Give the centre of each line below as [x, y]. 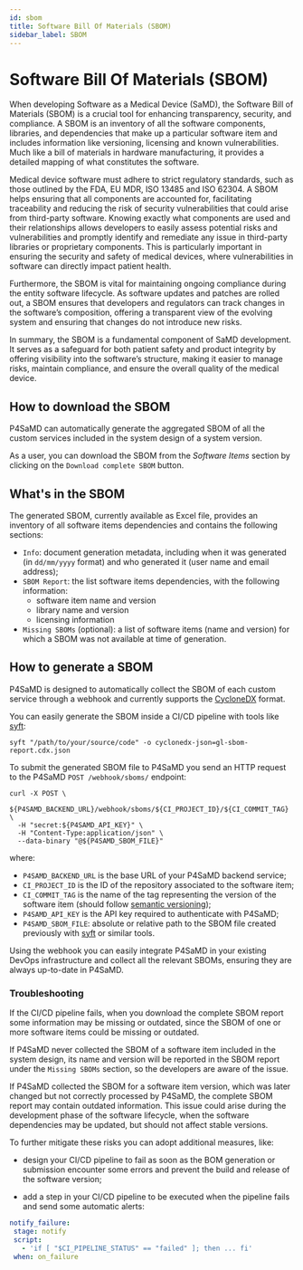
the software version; [62, 1179]
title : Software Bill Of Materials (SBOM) [90, 26]
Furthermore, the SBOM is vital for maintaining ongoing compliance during [148, 284]
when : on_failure [46, 1256]
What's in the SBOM [67, 494]
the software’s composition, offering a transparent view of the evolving [141, 312]
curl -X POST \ [38, 793]
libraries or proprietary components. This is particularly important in [136, 247]
